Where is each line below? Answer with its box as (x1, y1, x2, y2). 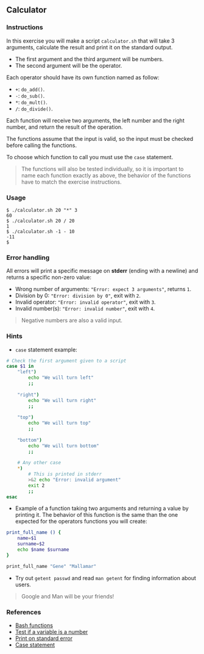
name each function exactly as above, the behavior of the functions (21, 171, 191, 179)
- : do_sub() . (15, 92, 45, 99)
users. (15, 581, 32, 588)
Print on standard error (15, 634, 73, 642)
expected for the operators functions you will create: (15, 518, 147, 525)
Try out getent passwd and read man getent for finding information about (15, 574, 197, 581)
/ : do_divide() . (15, 105, 53, 112)
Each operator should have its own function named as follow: (6, 73, 160, 81)
